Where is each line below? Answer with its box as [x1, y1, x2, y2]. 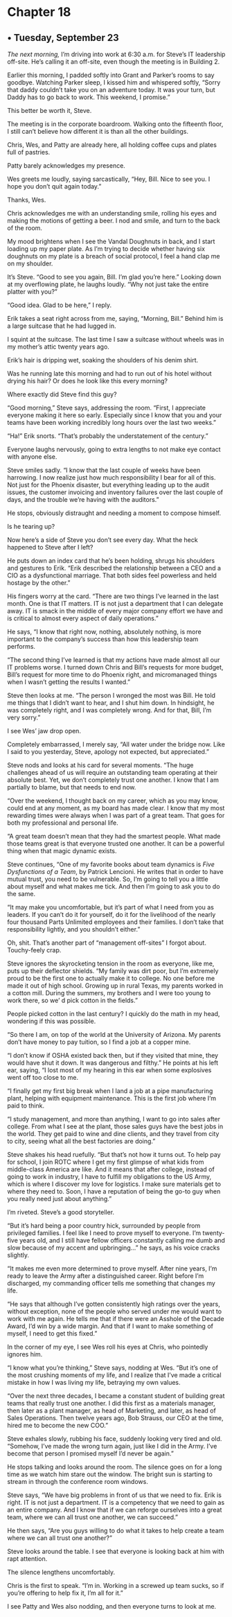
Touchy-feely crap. [7, 946, 62, 954]
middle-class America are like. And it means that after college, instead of [7, 1165, 215, 1173]
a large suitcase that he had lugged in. [7, 322, 116, 330]
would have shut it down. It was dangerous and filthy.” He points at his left [7, 1058, 218, 1067]
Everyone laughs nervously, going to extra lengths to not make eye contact [7, 445, 221, 453]
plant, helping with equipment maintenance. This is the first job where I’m [7, 1094, 217, 1102]
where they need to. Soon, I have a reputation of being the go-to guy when [7, 1187, 221, 1196]
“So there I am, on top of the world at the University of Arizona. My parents [7, 1031, 222, 1038]
